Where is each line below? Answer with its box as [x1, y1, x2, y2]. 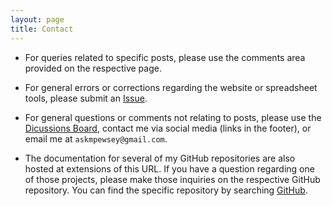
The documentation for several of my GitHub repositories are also [24, 152, 296, 164]
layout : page [10, 14, 65, 25]
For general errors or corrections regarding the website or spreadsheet [24, 81, 318, 93]
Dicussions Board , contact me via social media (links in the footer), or [24, 122, 312, 134]
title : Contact [10, 24, 74, 34]
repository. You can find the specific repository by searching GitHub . [24, 184, 308, 196]
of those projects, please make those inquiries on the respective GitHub [24, 173, 321, 185]
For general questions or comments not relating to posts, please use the [24, 111, 322, 123]
